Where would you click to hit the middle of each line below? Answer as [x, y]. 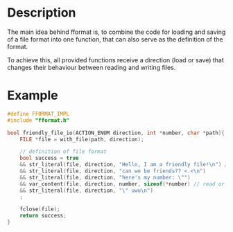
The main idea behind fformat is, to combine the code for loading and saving [116, 32]
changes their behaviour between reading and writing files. [92, 67]
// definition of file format [63, 152]
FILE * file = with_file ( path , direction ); [82, 139]
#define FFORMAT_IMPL [38, 114]
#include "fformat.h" [38, 120]
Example [33, 96]
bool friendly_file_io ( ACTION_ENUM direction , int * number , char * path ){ [116, 133]
